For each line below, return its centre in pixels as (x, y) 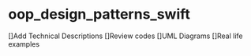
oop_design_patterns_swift (99, 14)
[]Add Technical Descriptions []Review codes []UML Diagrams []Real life (126, 36)
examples (24, 44)
